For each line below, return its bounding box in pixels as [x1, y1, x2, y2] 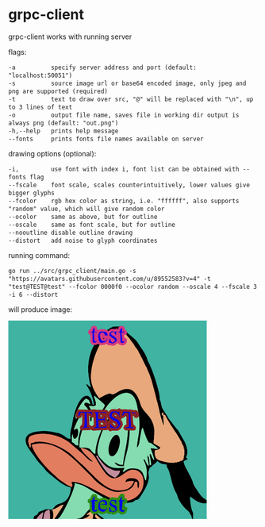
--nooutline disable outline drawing [8, 229, 133, 237]
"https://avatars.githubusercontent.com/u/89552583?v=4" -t [8, 275, 212, 283]
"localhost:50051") [8, 71, 73, 79]
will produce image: [8, 304, 73, 314]
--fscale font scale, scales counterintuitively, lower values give [8, 181, 250, 189]
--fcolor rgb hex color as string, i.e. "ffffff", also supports [8, 197, 240, 205]
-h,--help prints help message [8, 127, 119, 135]
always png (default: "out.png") [8, 119, 119, 127]
